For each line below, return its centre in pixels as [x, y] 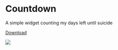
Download [16, 32]
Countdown [31, 9]
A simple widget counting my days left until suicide [59, 23]
